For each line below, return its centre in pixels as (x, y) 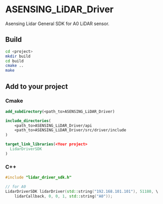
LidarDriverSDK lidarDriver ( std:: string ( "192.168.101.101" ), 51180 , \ (82, 191)
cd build (15, 61)
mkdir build (18, 56)
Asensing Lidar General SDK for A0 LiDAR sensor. (57, 24)
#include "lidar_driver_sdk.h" (38, 177)
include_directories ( (28, 121)
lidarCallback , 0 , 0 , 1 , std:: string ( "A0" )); (64, 196)
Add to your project (37, 86)
